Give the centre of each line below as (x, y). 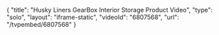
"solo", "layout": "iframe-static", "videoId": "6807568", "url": (93, 17)
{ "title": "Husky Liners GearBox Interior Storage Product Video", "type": (110, 10)
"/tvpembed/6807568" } (41, 24)
